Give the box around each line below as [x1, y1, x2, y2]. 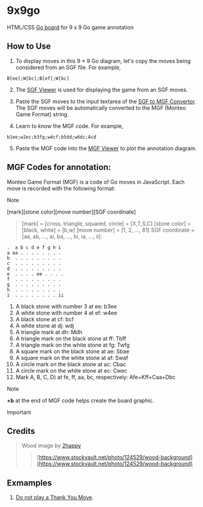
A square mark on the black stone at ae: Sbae [15, 347, 129, 355]
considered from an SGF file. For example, [15, 64, 121, 71]
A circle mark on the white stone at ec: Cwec [15, 367, 127, 374]
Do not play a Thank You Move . [15, 494, 94, 501]
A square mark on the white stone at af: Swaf [15, 354, 129, 361]
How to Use [7, 41, 51, 51]
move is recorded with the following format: [7, 185, 115, 192]
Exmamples [7, 477, 52, 488]
